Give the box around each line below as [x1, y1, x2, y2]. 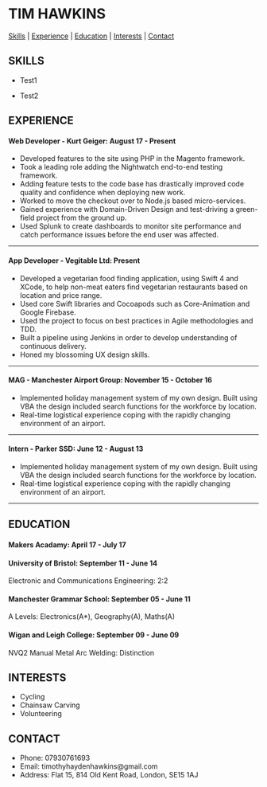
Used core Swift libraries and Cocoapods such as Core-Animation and [19, 299, 250, 308]
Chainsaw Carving [19, 700, 81, 710]
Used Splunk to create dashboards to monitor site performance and [19, 221, 242, 231]
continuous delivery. [19, 341, 87, 350]
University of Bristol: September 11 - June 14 [8, 558, 157, 568]
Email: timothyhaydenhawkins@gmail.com [19, 762, 158, 771]
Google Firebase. [19, 307, 77, 317]
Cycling [19, 692, 45, 702]
